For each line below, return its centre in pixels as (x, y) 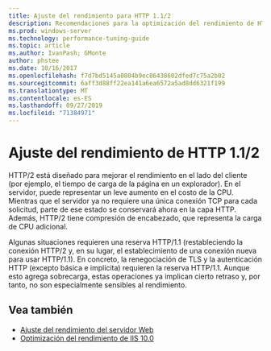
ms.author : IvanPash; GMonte (57, 53)
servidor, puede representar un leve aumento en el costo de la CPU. (121, 192)
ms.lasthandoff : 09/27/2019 (56, 105)
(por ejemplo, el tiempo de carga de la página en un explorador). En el (125, 184)
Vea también (41, 310)
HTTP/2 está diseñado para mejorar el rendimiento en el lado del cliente (128, 175)
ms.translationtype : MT (48, 91)
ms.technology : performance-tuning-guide (79, 38)
